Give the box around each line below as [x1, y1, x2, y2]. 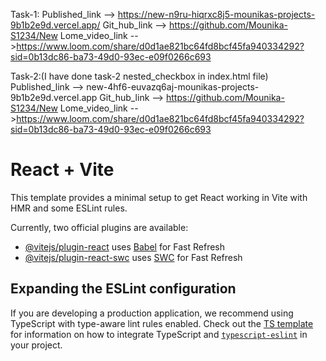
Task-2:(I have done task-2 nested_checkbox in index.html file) [10, 70, 269, 82]
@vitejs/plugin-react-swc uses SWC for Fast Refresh [24, 251, 243, 263]
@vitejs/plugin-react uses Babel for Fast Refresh [24, 240, 226, 253]
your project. [10, 339, 63, 351]
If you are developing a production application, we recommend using [10, 307, 294, 319]
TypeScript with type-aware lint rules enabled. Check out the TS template [10, 317, 314, 329]
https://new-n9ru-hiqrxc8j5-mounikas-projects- [117, 9, 316, 20]
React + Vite [10, 159, 115, 181]
